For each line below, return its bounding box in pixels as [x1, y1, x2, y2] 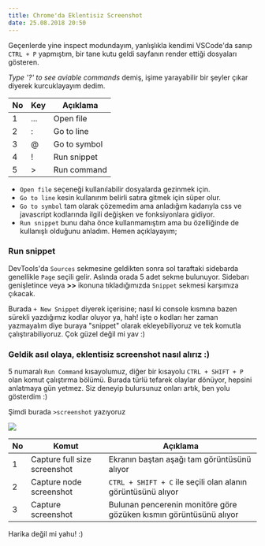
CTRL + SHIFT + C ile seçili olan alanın [108, 477, 248, 488]
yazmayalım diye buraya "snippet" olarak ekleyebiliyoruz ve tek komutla [8, 321, 242, 330]
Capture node [31, 477, 82, 488]
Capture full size [31, 454, 92, 465]
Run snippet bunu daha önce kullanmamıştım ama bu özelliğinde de [19, 217, 239, 227]
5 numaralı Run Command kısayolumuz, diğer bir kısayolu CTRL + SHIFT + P [8, 367, 244, 377]
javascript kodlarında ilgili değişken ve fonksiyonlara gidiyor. [19, 210, 215, 219]
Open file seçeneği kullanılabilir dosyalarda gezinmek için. [19, 184, 211, 194]
